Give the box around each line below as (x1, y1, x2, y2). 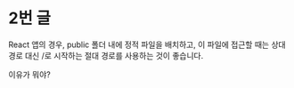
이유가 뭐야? (8, 68, 51, 80)
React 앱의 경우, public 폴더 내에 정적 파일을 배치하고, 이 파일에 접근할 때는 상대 (8, 39, 286, 50)
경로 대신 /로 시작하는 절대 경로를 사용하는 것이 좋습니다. (8, 50, 204, 60)
